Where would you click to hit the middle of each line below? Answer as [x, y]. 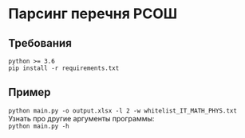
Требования [40, 43]
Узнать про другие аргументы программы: [81, 118]
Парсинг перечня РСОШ [93, 14]
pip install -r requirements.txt [64, 68]
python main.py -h [39, 126]
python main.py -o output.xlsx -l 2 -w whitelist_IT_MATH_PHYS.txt [123, 111]
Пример [30, 92]
